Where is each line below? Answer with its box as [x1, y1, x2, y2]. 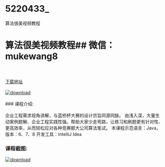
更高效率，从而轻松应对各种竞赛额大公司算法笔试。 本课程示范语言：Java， [5, 125, 161, 131]
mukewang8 [5, 51, 58, 62]
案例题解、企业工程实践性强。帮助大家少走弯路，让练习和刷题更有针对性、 [9, 118, 163, 124]
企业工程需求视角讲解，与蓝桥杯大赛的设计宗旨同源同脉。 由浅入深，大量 [5, 112, 155, 118]
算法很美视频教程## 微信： [5, 40, 115, 51]
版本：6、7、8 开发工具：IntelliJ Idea [5, 131, 82, 137]
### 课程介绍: [5, 101, 34, 107]
